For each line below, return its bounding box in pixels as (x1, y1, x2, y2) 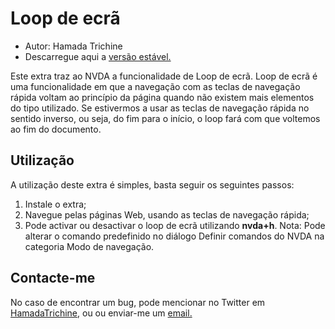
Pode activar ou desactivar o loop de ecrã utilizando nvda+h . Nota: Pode (24, 219, 326, 231)
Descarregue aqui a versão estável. (24, 50, 172, 62)
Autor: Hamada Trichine (24, 40, 123, 52)
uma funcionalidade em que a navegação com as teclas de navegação (10, 80, 301, 92)
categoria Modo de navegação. (24, 240, 155, 252)
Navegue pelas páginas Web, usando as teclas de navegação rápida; (24, 208, 310, 221)
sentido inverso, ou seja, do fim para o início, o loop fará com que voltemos (10, 112, 321, 124)
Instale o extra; (24, 198, 87, 210)
